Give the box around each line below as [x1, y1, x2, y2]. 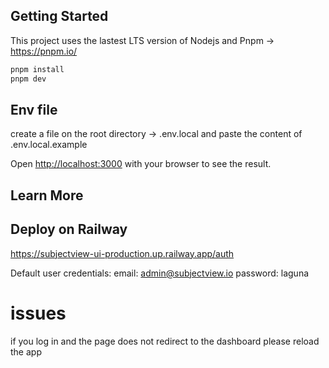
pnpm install [10, 64, 65, 74]
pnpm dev [10, 74, 47, 84]
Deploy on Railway [10, 221, 128, 238]
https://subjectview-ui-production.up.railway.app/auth [10, 247, 235, 259]
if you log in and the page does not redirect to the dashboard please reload [10, 335, 320, 347]
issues [10, 302, 67, 324]
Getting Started [10, 8, 109, 25]
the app [10, 345, 42, 358]
